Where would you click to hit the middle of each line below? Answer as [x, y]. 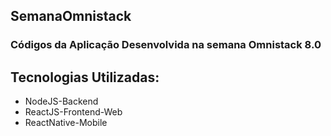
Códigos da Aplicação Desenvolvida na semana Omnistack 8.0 [166, 45]
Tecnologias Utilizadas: [85, 77]
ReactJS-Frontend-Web [73, 112]
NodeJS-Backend [61, 101]
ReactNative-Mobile [66, 123]
